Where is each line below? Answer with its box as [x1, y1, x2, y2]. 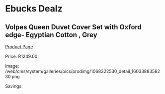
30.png [5, 74, 20, 80]
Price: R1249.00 [5, 53, 38, 59]
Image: [5, 63, 19, 69]
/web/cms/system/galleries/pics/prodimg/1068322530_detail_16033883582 [5, 68, 161, 74]
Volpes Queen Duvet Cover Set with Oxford [5, 23, 142, 31]
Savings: [5, 83, 23, 89]
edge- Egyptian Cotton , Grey [5, 30, 98, 39]
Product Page [5, 44, 33, 50]
